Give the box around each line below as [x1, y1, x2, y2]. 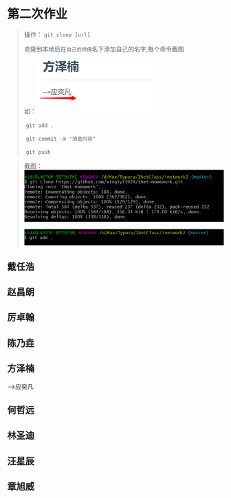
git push [25, 148, 52, 155]
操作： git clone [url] [23, 30, 91, 38]
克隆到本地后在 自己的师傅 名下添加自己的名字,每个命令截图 [23, 45, 184, 53]
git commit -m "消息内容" [25, 135, 96, 142]
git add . [25, 122, 54, 129]
